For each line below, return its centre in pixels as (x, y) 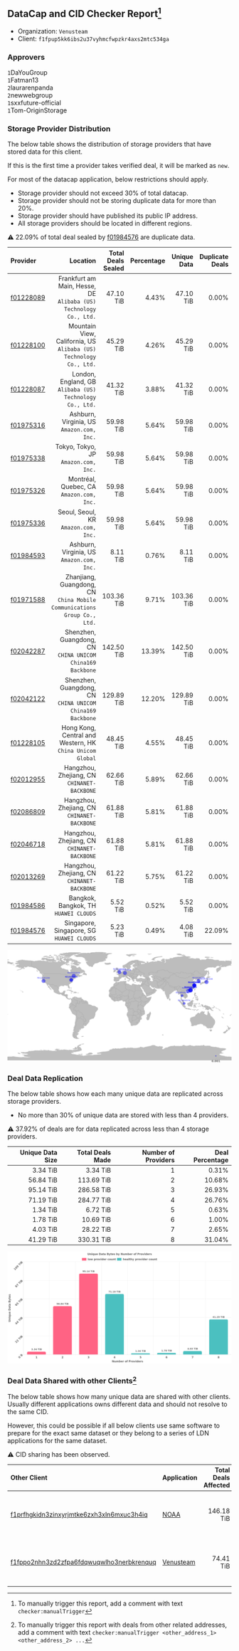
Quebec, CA (79, 487)
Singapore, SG (75, 931)
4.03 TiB (45, 1230)
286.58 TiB (95, 1190)
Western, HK (78, 742)
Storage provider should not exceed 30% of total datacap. (103, 193)
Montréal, (82, 479)
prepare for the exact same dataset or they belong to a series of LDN (108, 1433)
